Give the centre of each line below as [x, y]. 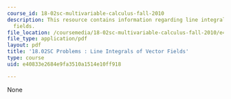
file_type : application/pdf [47, 39]
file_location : [29, 32]
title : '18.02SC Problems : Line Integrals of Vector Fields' [98, 52]
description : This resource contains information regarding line [102, 20]
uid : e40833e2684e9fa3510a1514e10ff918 [64, 64]
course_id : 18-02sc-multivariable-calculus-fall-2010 [86, 13]
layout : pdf [24, 45]
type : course [26, 58]
